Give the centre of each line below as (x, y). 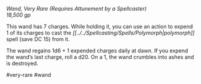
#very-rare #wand (29, 75)
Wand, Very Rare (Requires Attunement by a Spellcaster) (76, 9)
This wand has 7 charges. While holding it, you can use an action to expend (100, 27)
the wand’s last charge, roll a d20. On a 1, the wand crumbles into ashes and (100, 57)
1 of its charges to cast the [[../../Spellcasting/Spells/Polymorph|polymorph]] (100, 33)
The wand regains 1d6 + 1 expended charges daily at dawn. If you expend (97, 51)
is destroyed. (22, 63)
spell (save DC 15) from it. (38, 39)
